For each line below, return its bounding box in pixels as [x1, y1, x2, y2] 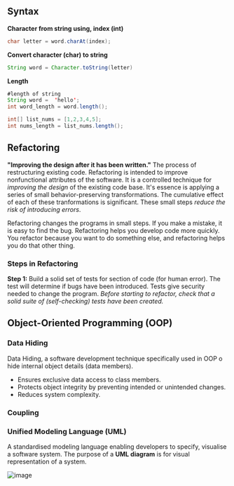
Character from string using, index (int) [7, 24, 124, 32]
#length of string [7, 90, 61, 97]
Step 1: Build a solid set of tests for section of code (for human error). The [7, 275, 221, 283]
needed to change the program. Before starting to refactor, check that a [7, 290, 215, 298]
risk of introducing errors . [7, 205, 81, 213]
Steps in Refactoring [7, 259, 78, 269]
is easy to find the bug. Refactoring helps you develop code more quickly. [7, 226, 220, 234]
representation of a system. [7, 457, 87, 466]
